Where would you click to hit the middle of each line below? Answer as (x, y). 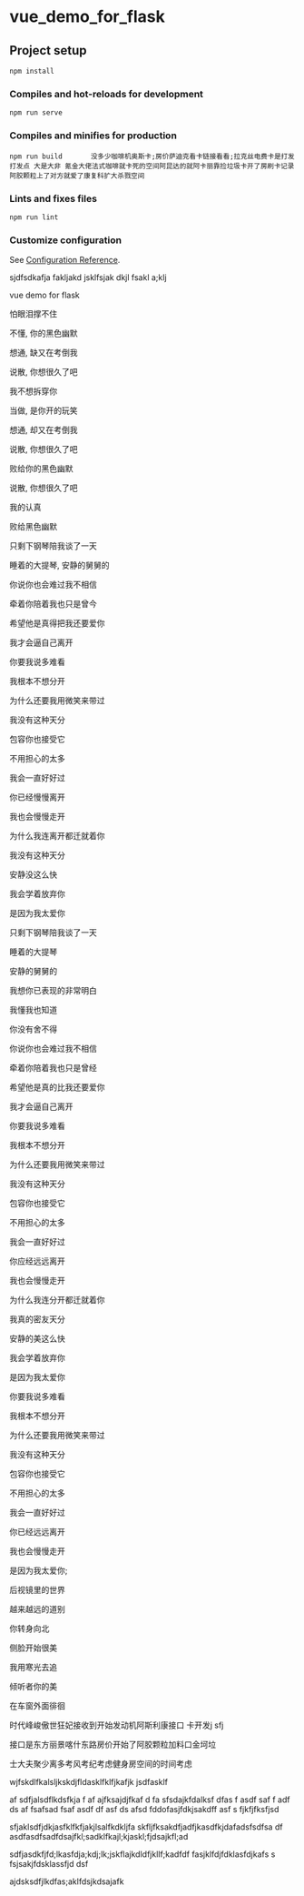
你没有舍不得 (33, 1029)
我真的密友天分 (37, 1319)
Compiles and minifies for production (93, 136)
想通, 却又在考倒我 (44, 430)
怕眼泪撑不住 (33, 314)
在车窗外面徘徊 (37, 1706)
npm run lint (34, 217)
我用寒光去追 (33, 1668)
